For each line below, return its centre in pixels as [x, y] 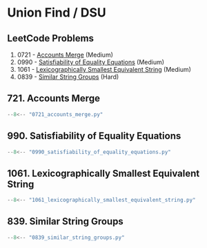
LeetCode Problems [51, 38]
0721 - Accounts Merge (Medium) [65, 55]
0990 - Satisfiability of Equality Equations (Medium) [90, 62]
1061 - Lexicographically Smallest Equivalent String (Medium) [104, 69]
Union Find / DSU [57, 13]
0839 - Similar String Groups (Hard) [68, 77]
